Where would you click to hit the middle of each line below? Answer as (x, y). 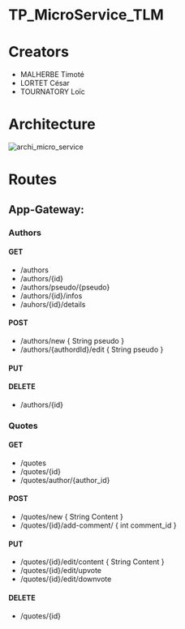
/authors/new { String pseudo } (72, 340)
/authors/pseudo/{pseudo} (65, 287)
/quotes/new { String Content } (72, 517)
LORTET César (45, 83)
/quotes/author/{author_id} (65, 480)
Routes (32, 180)
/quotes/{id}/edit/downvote (66, 579)
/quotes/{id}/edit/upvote (60, 571)
